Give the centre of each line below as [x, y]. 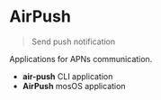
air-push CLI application [67, 76]
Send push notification [73, 41]
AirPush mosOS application [74, 86]
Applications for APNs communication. [81, 59]
